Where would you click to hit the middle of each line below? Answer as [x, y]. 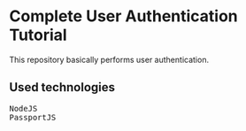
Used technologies [62, 87]
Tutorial [38, 35]
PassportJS [33, 117]
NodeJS [23, 108]
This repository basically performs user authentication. [109, 59]
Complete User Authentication [124, 16]
